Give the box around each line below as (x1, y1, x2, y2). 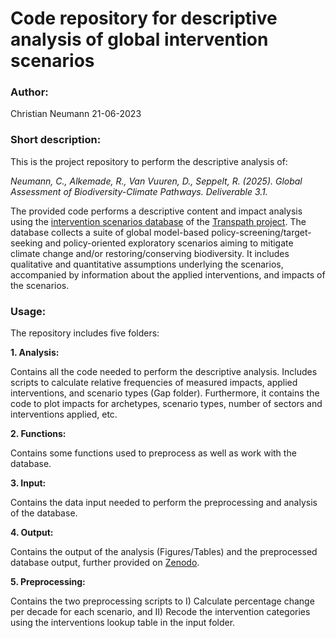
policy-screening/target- (211, 226, 312, 238)
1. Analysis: (10, 347, 60, 359)
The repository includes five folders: (10, 327, 160, 339)
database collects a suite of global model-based (10, 226, 210, 238)
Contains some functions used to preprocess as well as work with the (10, 447, 297, 459)
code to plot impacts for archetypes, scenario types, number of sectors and (10, 398, 323, 410)
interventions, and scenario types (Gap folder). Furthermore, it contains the (10, 387, 320, 399)
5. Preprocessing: (10, 576, 86, 588)
